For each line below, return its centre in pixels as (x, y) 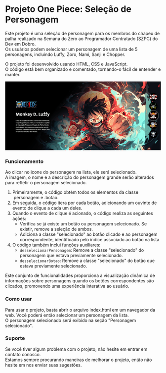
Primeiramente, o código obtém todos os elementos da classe (75, 192)
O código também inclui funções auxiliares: (56, 245)
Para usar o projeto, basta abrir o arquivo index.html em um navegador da (80, 310)
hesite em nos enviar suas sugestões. (43, 365)
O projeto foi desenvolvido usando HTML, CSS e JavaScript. (66, 64)
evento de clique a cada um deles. (47, 208)
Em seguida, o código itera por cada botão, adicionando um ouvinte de (84, 203)
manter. (13, 74)
